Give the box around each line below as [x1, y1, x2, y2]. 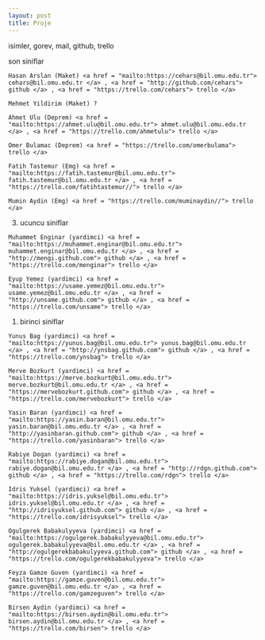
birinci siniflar [19, 316, 65, 326]
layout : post [8, 11, 52, 20]
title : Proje [8, 19, 52, 27]
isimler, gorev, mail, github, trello [8, 41, 114, 50]
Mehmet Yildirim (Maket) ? [8, 99, 98, 107]
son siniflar [8, 56, 45, 66]
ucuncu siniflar [19, 218, 69, 227]
